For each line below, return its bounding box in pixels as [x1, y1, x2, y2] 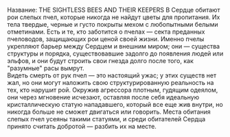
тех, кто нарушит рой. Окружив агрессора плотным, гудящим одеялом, [7, 86, 218, 94]
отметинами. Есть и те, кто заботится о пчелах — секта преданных [7, 27, 205, 36]
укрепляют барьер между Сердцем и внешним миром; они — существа [7, 42, 220, 50]
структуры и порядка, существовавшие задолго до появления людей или [7, 49, 224, 58]
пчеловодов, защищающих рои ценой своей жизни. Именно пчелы [7, 35, 205, 43]
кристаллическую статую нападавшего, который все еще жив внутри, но [7, 101, 223, 108]
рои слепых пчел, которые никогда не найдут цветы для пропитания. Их [7, 13, 220, 21]
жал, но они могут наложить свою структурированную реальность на [7, 79, 214, 86]
